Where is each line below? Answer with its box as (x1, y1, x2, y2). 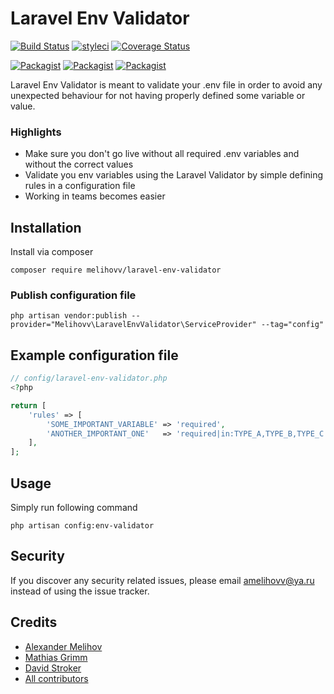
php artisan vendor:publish (10, 311, 128, 321)
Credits (10, 614, 58, 631)
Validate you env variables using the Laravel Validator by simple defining (24, 169, 324, 181)
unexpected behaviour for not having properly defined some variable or (10, 89, 306, 101)
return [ (10, 400, 47, 411)
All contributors (24, 672, 89, 684)
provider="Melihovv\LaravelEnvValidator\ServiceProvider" (10, 320, 257, 330)
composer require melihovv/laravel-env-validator (10, 265, 222, 276)
